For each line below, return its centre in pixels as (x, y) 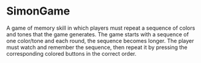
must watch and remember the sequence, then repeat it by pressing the (97, 47)
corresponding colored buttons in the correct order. (71, 53)
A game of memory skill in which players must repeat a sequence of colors (101, 28)
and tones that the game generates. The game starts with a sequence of (97, 34)
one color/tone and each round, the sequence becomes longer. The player (100, 41)
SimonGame (38, 11)
